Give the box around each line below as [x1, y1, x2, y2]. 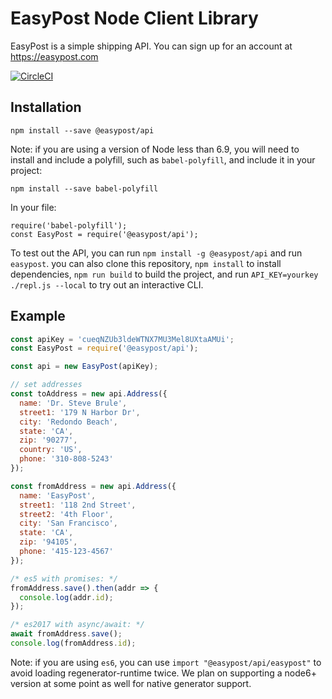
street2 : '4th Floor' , [19, 509, 114, 519]
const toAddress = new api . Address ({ [10, 389, 168, 399]
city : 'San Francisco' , [19, 518, 118, 529]
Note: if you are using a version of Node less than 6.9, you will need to [10, 143, 300, 155]
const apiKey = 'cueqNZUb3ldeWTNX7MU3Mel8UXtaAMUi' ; [10, 334, 235, 344]
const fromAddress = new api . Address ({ [10, 481, 177, 491]
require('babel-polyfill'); [10, 220, 128, 231]
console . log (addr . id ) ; [19, 592, 114, 602]
